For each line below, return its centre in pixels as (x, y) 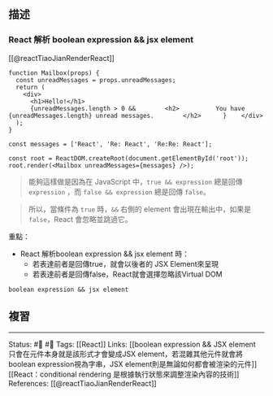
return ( (30, 87)
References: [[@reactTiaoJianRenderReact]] (82, 383)
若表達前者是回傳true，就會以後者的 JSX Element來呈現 (126, 263)
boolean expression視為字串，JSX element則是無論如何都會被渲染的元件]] (133, 363)
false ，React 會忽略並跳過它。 (80, 219)
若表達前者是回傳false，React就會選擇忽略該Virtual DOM (127, 274)
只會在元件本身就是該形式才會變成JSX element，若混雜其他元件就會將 (126, 354)
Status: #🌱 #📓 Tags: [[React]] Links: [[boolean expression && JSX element (132, 344)
